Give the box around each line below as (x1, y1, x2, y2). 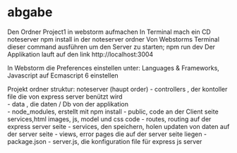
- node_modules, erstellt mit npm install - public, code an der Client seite (7, 107, 219, 116)
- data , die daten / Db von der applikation (7, 99, 129, 108)
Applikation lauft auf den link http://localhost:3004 (7, 50, 154, 59)
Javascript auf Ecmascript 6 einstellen (7, 71, 119, 80)
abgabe (7, 4, 53, 20)
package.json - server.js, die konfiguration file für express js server (7, 137, 202, 145)
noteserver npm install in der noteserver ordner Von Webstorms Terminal (7, 35, 220, 43)
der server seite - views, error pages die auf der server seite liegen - (7, 130, 207, 138)
